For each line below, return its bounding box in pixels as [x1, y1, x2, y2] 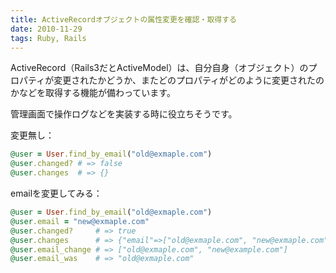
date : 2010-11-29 [10, 24, 83, 34]
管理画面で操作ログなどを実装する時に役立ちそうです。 [10, 108, 238, 120]
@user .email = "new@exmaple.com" [10, 216, 150, 226]
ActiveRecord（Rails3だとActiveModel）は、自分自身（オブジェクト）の [10, 62, 309, 74]
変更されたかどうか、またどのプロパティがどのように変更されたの [53, 74, 325, 86]
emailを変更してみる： [10, 187, 103, 199]
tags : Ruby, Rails [10, 33, 87, 43]
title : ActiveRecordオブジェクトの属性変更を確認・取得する [10, 14, 237, 25]
